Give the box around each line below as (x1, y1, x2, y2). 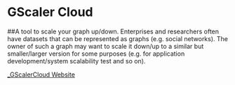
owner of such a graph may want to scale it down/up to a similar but (7, 42, 204, 50)
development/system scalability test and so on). (7, 56, 146, 65)
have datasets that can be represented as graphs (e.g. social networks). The (7, 34, 229, 42)
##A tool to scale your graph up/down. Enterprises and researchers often (7, 27, 220, 36)
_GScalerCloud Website (7, 70, 76, 79)
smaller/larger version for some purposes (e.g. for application (7, 49, 185, 58)
